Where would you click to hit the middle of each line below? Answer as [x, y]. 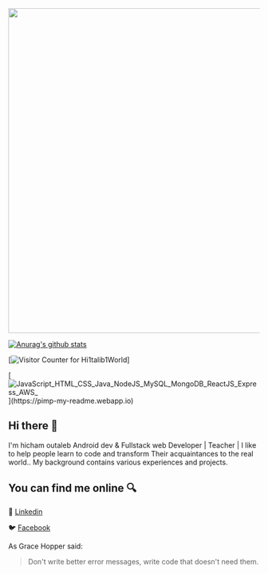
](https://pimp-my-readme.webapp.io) [71, 401]
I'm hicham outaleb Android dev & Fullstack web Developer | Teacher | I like [132, 445]
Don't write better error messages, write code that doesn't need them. [143, 561]
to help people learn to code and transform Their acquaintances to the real [131, 453]
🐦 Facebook [30, 528]
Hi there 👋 [33, 426]
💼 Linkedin [26, 512]
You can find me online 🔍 [73, 488]
